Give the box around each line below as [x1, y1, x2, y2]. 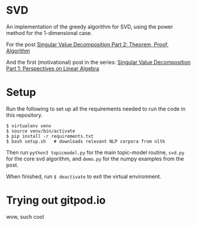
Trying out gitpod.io [6, 193, 106, 207]
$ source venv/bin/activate [6, 128, 76, 134]
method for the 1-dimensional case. [6, 29, 93, 36]
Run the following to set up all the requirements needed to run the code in [6, 105, 186, 112]
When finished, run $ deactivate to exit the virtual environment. [6, 173, 162, 180]
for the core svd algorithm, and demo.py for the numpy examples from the [6, 155, 185, 162]
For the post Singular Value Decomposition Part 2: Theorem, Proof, [6, 41, 169, 48]
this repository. [6, 111, 43, 118]
